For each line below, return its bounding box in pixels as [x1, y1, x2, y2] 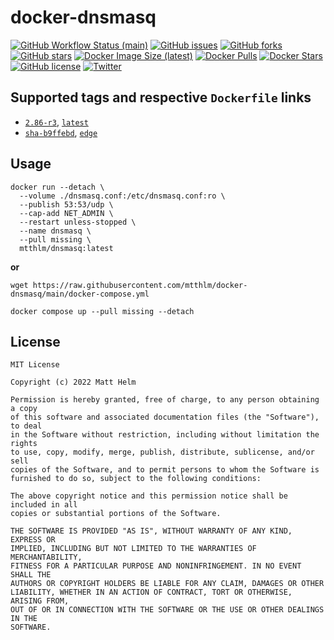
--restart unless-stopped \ [19, 217, 137, 227]
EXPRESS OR [10, 535, 56, 545]
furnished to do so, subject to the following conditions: [10, 474, 262, 484]
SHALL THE [10, 570, 52, 580]
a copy [10, 404, 38, 414]
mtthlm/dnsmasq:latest [19, 243, 114, 253]
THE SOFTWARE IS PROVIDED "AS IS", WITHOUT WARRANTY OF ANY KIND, [10, 526, 293, 536]
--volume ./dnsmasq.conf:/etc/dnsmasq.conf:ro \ [19, 191, 226, 201]
